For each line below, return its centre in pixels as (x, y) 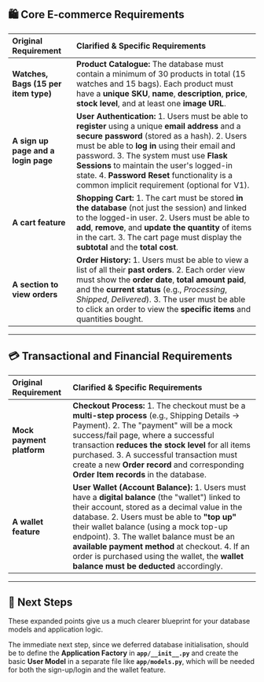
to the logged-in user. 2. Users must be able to (163, 217)
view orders (35, 294)
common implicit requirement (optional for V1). (163, 185)
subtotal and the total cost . (127, 246)
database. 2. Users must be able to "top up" (155, 517)
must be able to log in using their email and (156, 146)
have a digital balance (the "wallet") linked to (157, 497)
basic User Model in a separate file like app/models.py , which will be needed (132, 662)
